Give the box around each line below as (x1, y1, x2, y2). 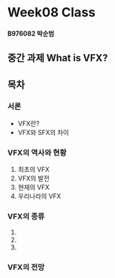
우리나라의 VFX (17, 192, 61, 200)
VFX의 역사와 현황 (7, 148, 66, 158)
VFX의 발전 (17, 174, 50, 182)
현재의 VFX (17, 183, 50, 192)
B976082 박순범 (7, 29, 55, 38)
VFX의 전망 (7, 262, 45, 272)
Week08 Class (7, 4, 96, 21)
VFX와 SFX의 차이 (17, 128, 69, 136)
